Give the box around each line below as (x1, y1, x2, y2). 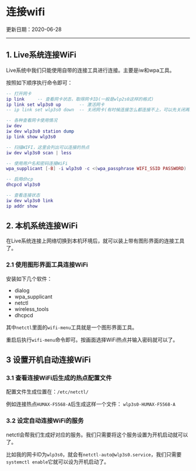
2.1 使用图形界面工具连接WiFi (6, 261, 89, 269)
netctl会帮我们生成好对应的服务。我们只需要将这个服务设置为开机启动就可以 (6, 431, 188, 438)
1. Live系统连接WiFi (6, 50, 77, 60)
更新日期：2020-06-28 (6, 26, 62, 33)
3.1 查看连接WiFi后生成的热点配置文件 (6, 374, 112, 382)
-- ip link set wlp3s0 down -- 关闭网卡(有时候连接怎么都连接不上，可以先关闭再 (6, 107, 190, 113)
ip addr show (6, 203, 38, 209)
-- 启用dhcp (6, 176, 33, 182)
